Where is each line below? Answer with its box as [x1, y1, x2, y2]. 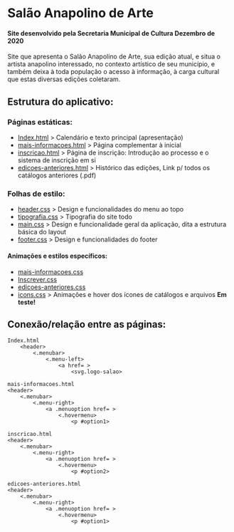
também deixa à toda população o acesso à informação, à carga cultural [7, 68, 220, 76]
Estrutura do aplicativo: [7, 95, 114, 108]
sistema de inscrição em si [17, 156, 96, 165]
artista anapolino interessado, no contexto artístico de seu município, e [7, 60, 216, 68]
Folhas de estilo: [7, 189, 65, 199]
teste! [17, 298, 36, 306]
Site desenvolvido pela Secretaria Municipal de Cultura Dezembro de [7, 28, 216, 37]
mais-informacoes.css [17, 267, 84, 276]
